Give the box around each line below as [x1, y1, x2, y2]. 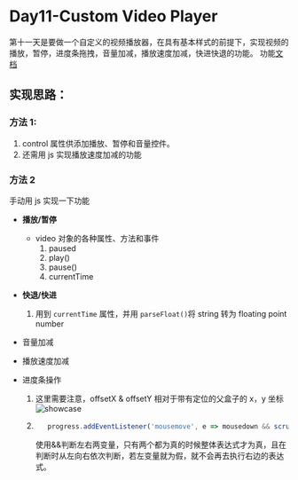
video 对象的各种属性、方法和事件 [35, 232, 160, 243]
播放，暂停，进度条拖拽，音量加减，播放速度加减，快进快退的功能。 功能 [9, 47, 276, 59]
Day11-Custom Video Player [9, 6, 218, 27]
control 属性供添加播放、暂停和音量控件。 [21, 138, 175, 148]
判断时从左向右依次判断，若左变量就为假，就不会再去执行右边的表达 [35, 450, 285, 460]
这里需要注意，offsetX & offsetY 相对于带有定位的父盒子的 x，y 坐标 [35, 393, 284, 404]
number [35, 318, 65, 329]
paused [48, 242, 77, 254]
